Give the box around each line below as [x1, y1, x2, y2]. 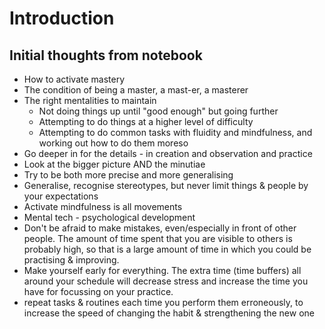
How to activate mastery [23, 73, 126, 85]
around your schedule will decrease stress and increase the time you [23, 275, 309, 287]
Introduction [9, 7, 115, 30]
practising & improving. [23, 254, 120, 266]
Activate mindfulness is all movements [23, 201, 183, 212]
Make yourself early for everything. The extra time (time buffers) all [23, 265, 302, 276]
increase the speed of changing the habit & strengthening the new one [23, 307, 315, 319]
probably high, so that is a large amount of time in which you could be [23, 243, 312, 255]
